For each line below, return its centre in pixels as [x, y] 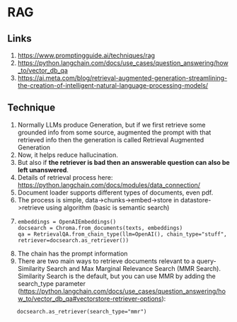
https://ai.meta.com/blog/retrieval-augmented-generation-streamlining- [122, 78]
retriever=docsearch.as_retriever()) [73, 240]
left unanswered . [43, 170]
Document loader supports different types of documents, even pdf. [115, 192]
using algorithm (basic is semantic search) [108, 207]
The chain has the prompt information [73, 253]
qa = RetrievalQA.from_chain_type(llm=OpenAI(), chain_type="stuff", [122, 234]
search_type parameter [52, 283]
